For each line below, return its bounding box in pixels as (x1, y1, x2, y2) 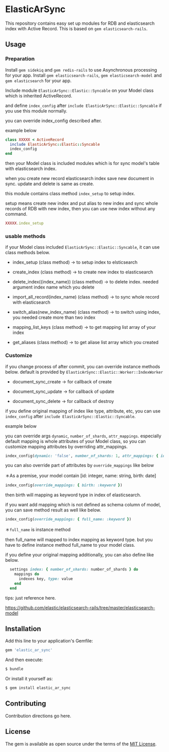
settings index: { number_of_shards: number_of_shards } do (10, 567, 138, 572)
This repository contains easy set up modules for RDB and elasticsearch (5, 20, 155, 26)
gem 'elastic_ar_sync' (5, 648, 53, 653)
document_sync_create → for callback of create (12, 378, 112, 384)
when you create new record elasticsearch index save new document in (5, 176, 154, 182)
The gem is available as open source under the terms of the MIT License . (5, 740, 157, 747)
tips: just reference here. (5, 595, 56, 601)
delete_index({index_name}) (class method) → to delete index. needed (12, 279, 159, 285)
